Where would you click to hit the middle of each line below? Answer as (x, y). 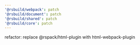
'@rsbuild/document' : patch (33, 14)
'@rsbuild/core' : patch (29, 23)
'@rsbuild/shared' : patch (31, 19)
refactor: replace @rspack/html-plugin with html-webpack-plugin (70, 37)
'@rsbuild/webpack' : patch (32, 10)
